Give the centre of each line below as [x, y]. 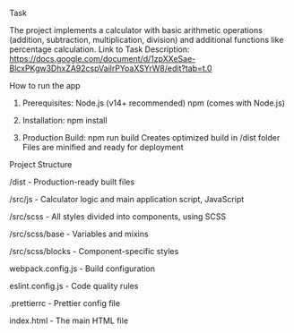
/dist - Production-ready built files [72, 182]
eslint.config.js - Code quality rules [74, 286]
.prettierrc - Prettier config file [65, 303]
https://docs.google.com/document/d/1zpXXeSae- [103, 59]
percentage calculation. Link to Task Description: [99, 49]
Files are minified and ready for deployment [103, 147]
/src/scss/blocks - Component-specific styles [94, 251]
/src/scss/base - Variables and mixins [79, 234]
